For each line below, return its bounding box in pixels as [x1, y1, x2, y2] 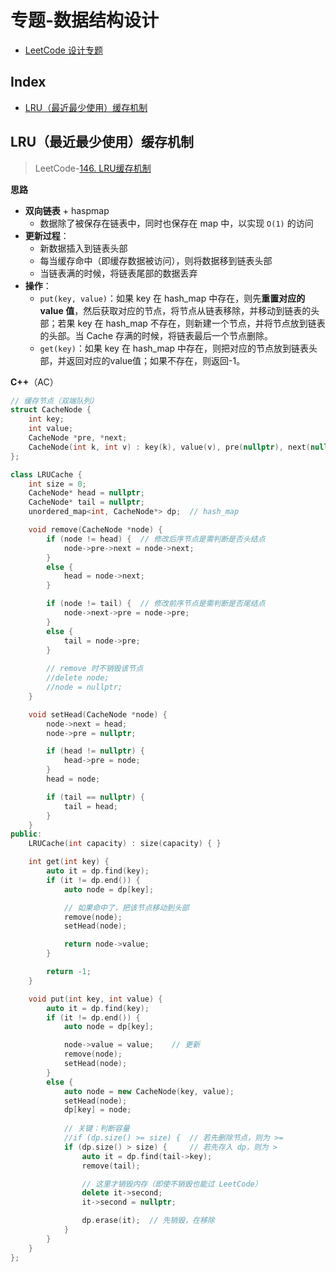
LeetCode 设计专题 [24, 44, 103, 56]
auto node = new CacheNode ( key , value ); [63, 1086, 235, 1096]
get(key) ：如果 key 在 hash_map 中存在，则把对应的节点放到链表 [39, 342, 310, 354]
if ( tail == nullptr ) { [46, 792, 145, 802]
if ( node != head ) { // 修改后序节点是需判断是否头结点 [46, 534, 266, 544]
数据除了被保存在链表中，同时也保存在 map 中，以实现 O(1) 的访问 [39, 217, 314, 229]
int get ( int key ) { [28, 857, 110, 867]
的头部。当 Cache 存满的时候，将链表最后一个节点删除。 [39, 329, 273, 341]
